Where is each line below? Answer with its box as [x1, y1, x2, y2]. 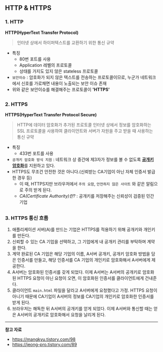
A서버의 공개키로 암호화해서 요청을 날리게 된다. [17, 312, 106, 318]
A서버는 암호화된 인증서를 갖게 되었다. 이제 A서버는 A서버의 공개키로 [12, 269, 142, 275]
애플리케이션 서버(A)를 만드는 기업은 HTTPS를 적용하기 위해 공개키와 [12, 226, 143, 233]
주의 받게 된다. [24, 187, 52, 193]
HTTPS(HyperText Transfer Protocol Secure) [5, 112, 97, 118]
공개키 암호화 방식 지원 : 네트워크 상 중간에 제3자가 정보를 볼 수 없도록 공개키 [12, 157, 154, 163]
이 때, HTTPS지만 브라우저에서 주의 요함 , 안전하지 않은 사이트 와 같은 [19, 181, 145, 187]
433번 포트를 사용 [19, 150, 54, 156]
